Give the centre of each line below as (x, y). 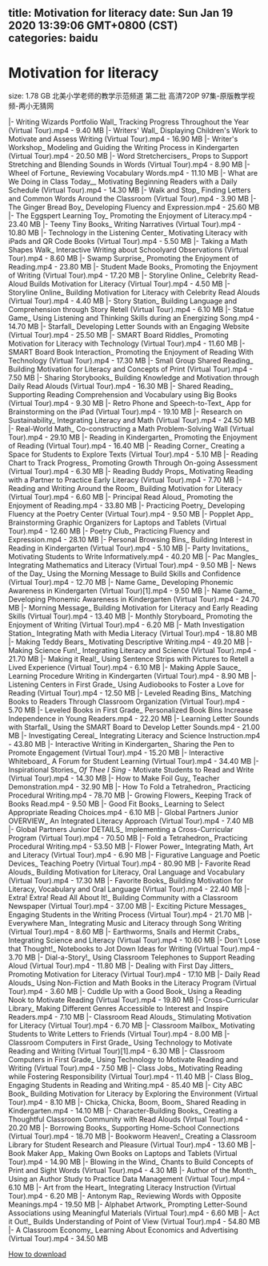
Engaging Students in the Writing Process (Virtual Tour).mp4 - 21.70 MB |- (130, 915)
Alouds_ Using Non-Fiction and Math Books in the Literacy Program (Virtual (132, 983)
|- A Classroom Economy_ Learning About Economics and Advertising (123, 1230)
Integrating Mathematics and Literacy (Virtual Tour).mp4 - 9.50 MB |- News (132, 566)
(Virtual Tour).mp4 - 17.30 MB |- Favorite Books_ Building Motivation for (126, 881)
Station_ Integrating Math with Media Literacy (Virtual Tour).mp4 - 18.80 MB (133, 634)
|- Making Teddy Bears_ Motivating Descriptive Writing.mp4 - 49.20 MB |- (130, 642)
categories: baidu (53, 38)
